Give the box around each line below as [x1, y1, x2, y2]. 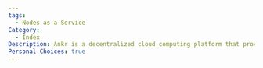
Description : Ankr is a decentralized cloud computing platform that [8, 41, 240, 48]
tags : [8, 11, 26, 20]
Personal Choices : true [8, 48, 86, 55]
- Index [15, 33, 41, 41]
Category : [8, 26, 41, 34]
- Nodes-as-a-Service [15, 19, 86, 27]
